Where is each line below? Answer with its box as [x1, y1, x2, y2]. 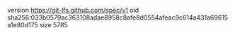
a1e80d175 [7, 21, 39, 29]
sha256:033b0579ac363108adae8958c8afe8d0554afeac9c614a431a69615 [7, 13, 229, 22]
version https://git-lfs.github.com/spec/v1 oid [7, 6, 139, 14]
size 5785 [39, 21, 69, 29]
